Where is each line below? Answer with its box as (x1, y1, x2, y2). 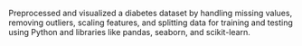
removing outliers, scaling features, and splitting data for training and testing (8, 17, 293, 28)
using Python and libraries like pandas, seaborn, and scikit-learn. (8, 27, 250, 37)
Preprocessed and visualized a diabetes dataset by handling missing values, (8, 8, 293, 18)
